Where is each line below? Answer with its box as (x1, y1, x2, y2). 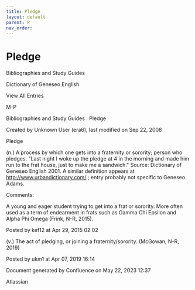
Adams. (6, 180, 25, 187)
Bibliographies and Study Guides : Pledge (6, 115, 107, 122)
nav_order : (6, 25, 33, 31)
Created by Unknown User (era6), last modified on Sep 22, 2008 (6, 127, 162, 134)
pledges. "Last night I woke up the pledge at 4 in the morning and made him (6, 155, 189, 162)
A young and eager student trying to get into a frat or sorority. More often (6, 203, 183, 210)
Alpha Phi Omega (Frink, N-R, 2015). (6, 215, 94, 223)
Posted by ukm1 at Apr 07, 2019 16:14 (6, 255, 95, 262)
